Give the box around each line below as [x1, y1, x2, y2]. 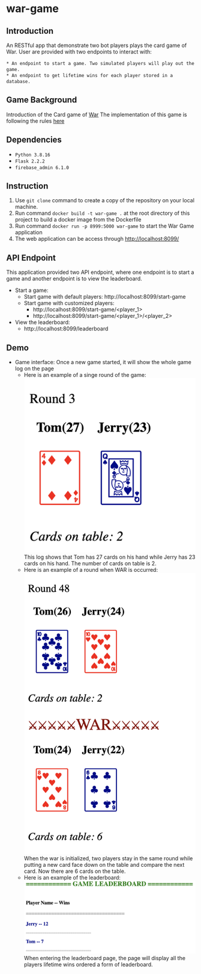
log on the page [14, 365, 54, 372]
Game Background [6, 95, 77, 105]
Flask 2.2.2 [14, 158, 45, 164]
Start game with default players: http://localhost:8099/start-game [23, 293, 186, 300]
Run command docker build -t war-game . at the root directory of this [14, 209, 190, 217]
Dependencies [6, 135, 62, 145]
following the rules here [6, 117, 65, 125]
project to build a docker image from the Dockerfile [14, 216, 142, 223]
